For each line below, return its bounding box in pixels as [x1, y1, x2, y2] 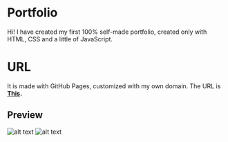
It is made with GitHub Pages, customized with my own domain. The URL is [7, 81, 221, 90]
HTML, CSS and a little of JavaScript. [7, 34, 113, 43]
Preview [7, 109, 44, 121]
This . [7, 89, 23, 97]
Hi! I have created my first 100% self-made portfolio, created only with [7, 28, 207, 36]
